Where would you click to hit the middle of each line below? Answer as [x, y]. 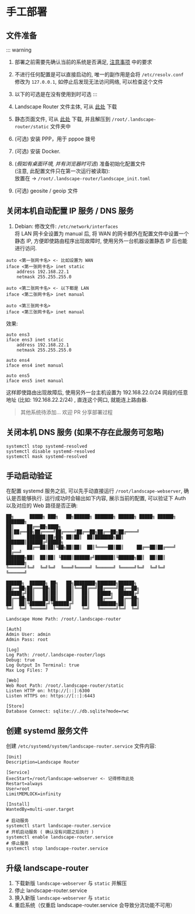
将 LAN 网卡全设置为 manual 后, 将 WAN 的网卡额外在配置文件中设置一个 [102, 233]
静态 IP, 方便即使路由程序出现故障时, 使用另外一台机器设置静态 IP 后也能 [101, 241]
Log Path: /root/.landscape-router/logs [56, 655]
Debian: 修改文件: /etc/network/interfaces [66, 226]
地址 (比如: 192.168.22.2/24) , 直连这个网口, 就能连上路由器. [77, 399]
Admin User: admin [28, 635]
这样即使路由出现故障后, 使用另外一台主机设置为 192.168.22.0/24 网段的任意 [97, 392]
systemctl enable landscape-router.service [60, 837]
